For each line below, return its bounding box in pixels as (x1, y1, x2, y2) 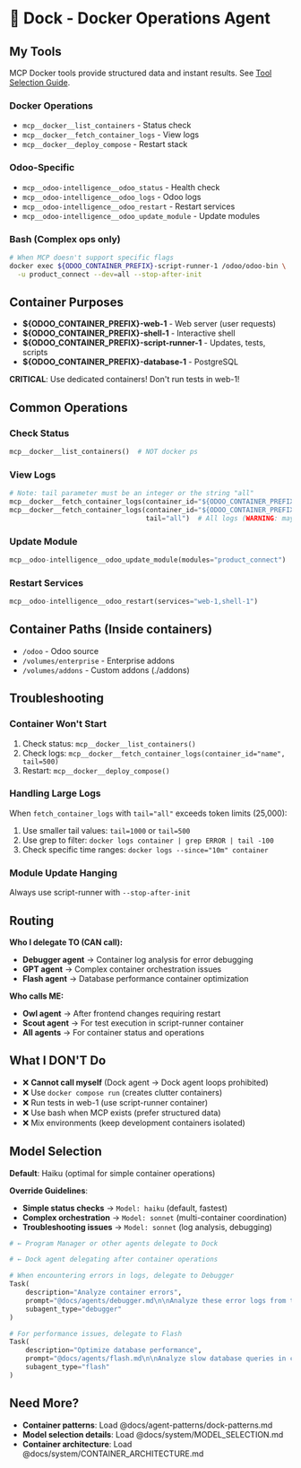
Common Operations (9, 399, 128, 415)
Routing (9, 913, 55, 928)
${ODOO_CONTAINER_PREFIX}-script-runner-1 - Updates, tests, (21, 337, 266, 348)
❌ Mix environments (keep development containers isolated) (21, 1117, 246, 1128)
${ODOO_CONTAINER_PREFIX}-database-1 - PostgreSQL (21, 356, 239, 367)
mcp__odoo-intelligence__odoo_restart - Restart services (21, 201, 236, 212)
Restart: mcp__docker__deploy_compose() (21, 765, 170, 775)
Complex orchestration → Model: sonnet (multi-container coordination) (21, 1211, 288, 1223)
